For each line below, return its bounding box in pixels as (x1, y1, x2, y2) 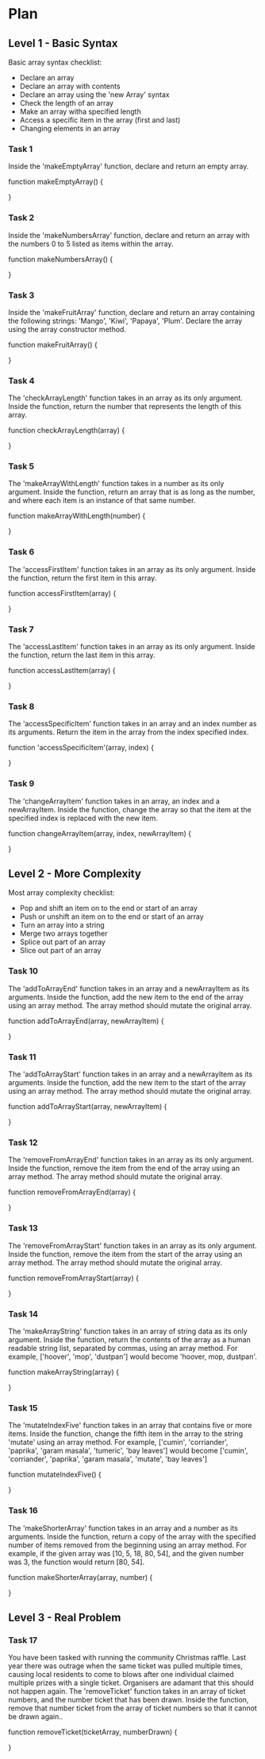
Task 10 (8, 966, 38, 977)
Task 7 (8, 624, 34, 635)
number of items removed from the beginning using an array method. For (8, 1540, 248, 1550)
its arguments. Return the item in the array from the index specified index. (8, 727, 249, 737)
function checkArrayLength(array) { (8, 426, 125, 435)
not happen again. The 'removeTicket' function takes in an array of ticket (8, 1687, 246, 1696)
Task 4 (8, 375, 35, 386)
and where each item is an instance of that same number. (8, 496, 196, 505)
